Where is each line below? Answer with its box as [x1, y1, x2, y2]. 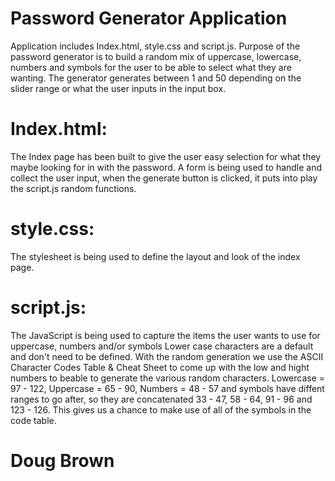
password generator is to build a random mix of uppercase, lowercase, [10, 50, 302, 62]
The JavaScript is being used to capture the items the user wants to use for [10, 329, 321, 341]
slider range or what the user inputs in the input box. [10, 82, 227, 94]
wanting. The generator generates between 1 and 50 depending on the [10, 72, 302, 84]
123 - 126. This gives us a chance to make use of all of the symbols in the [10, 403, 312, 416]
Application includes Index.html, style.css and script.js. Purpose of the [10, 40, 301, 52]
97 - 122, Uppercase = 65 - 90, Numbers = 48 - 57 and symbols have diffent [10, 382, 325, 394]
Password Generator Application [10, 7, 288, 30]
